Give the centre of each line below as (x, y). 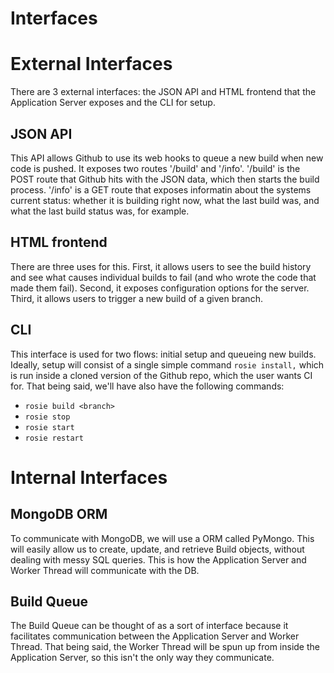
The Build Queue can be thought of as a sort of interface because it (149, 626)
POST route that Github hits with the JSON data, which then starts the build (165, 179)
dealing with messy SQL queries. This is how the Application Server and (158, 559)
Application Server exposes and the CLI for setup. (113, 103)
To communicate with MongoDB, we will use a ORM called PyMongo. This (162, 538)
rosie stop (47, 417)
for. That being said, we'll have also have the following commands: (147, 386)
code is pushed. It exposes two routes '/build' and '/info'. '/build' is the (155, 168)
